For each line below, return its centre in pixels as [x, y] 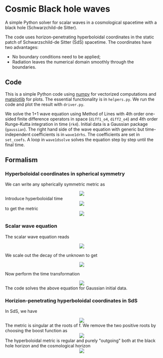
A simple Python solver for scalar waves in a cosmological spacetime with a [81, 22]
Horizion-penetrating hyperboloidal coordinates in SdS [71, 301]
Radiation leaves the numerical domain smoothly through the [73, 62]
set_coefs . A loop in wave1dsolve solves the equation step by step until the [79, 139]
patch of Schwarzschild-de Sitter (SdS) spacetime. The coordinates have [78, 42]
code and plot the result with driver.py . [45, 104]
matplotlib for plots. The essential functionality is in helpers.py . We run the [80, 99]
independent [18, 134]
